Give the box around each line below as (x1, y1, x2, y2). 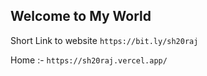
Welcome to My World (10, 8, 152, 25)
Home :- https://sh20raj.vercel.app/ (10, 54, 168, 66)
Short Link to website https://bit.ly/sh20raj (10, 34, 199, 46)
